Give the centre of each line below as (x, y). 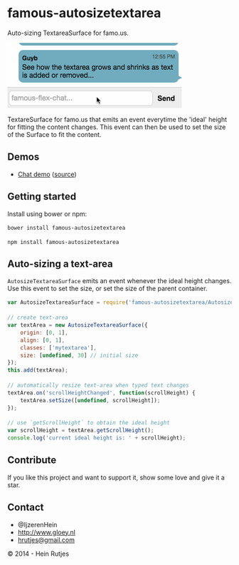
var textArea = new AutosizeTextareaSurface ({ (78, 325)
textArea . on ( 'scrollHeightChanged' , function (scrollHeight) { (101, 393)
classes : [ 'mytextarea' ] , (59, 347)
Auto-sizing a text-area (60, 264)
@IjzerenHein (37, 524)
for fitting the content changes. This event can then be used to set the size (117, 127)
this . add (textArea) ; (38, 370)
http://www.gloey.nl (47, 532)
